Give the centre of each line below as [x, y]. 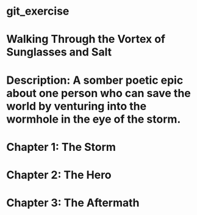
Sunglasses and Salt [59, 52]
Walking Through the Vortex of [86, 39]
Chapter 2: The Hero [59, 175]
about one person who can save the [99, 93]
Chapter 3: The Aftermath [73, 203]
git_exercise [38, 11]
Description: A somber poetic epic [95, 80]
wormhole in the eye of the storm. [94, 119]
